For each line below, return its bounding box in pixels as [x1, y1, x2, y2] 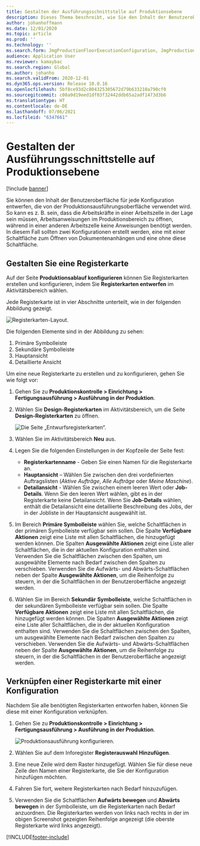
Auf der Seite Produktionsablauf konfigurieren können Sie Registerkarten [6, 274, 189, 281]
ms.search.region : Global [6, 64, 70, 70]
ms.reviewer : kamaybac [6, 59, 62, 64]
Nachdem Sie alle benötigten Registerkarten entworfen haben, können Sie [6, 702, 188, 709]
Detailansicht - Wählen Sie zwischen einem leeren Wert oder [23, 484, 174, 491]
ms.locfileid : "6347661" [6, 114, 68, 120]
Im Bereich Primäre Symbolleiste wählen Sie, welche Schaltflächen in [14, 521, 186, 528]
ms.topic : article [6, 31, 52, 37]
